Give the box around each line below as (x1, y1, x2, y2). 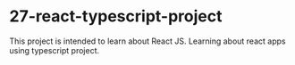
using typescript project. (9, 45, 100, 55)
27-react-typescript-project (9, 6, 223, 27)
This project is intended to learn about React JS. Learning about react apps (9, 36, 286, 46)
